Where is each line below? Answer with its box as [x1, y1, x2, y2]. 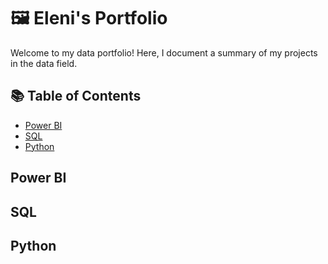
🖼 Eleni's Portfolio [10, 7, 168, 30]
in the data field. [10, 57, 78, 69]
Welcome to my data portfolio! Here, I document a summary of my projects [10, 46, 318, 59]
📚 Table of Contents [10, 88, 142, 105]
